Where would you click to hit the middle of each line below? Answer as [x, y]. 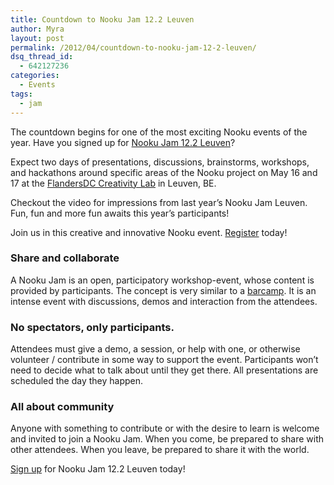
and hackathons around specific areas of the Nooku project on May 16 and [164, 172]
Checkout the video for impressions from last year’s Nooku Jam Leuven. [159, 202]
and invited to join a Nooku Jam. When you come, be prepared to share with [167, 439]
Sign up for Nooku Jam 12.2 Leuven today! [98, 469]
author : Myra [37, 29]
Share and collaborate [65, 258]
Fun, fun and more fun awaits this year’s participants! [120, 213]
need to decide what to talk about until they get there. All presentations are [164, 370]
